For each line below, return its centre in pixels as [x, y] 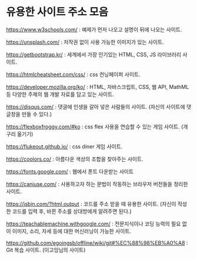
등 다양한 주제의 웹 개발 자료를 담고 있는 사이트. [60, 94]
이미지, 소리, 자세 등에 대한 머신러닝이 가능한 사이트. [71, 231]
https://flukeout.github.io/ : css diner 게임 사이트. [64, 146]
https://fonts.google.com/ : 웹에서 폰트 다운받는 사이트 [70, 171]
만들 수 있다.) [36, 114]
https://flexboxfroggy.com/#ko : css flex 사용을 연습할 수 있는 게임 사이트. [93, 127]
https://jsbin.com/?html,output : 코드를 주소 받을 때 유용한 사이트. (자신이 [91, 204]
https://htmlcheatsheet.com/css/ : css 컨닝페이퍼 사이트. [73, 74]
